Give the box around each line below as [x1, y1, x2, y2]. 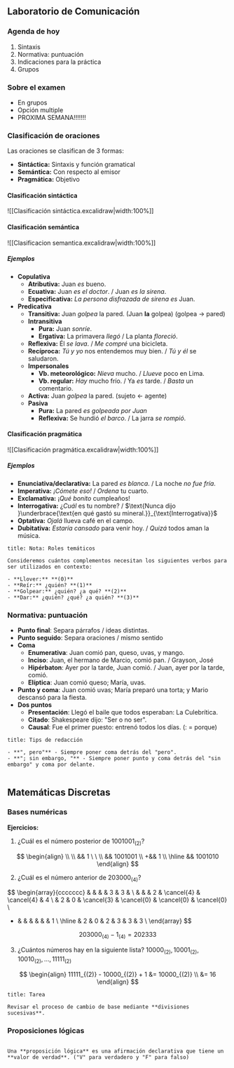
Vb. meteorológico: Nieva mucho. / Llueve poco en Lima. [38, 369, 205, 377]
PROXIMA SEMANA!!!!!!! [17, 113, 86, 121]
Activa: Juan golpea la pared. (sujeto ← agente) [27, 391, 167, 400]
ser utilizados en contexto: [7, 563, 92, 570]
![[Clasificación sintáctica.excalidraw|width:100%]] [7, 207, 154, 215]
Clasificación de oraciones [7, 130, 100, 140]
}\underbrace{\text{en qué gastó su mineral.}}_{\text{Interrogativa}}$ [17, 508, 218, 518]
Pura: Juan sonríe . [38, 324, 92, 332]
